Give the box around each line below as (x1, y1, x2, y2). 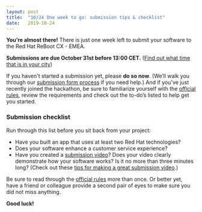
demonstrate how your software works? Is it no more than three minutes (14, 157, 194, 165)
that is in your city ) (6, 61, 53, 68)
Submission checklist (6, 113, 71, 121)
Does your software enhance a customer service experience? (14, 145, 168, 152)
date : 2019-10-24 (6, 20, 55, 26)
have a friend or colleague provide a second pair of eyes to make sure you (6, 181, 191, 189)
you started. (6, 98, 36, 105)
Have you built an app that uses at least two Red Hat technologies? (14, 138, 181, 145)
